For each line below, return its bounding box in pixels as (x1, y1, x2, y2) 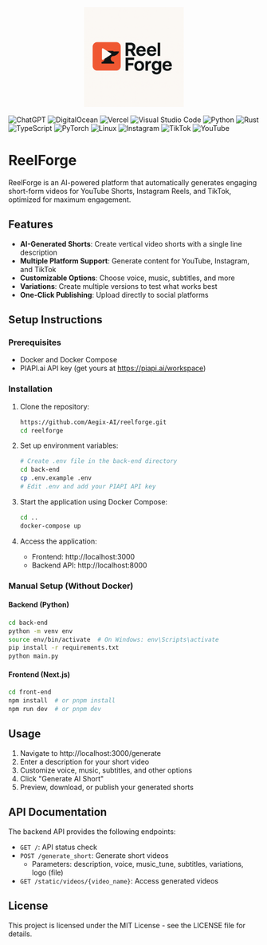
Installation (8, 383, 53, 394)
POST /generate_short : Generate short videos (19, 850, 169, 860)
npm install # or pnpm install (8, 697, 116, 705)
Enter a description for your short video (19, 757, 150, 766)
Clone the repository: (19, 401, 90, 411)
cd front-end (8, 688, 52, 697)
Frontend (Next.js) (8, 670, 70, 679)
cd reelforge (19, 426, 64, 434)
